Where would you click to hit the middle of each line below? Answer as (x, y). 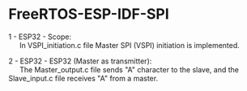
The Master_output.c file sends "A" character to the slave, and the (129, 69)
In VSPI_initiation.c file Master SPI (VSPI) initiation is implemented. (130, 45)
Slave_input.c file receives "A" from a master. (83, 78)
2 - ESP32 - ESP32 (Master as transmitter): (80, 61)
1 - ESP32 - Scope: (40, 37)
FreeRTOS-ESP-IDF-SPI (89, 14)
